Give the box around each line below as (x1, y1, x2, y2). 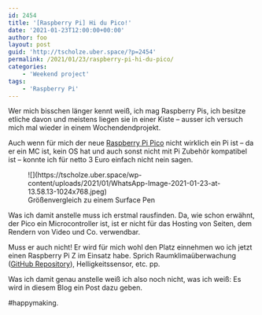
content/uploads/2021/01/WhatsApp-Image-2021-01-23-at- (28, 179, 221, 188)
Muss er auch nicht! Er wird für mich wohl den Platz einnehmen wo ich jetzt (8, 243, 253, 252)
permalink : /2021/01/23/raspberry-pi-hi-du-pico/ (8, 56, 175, 64)
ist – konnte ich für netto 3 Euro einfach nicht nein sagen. (8, 155, 194, 165)
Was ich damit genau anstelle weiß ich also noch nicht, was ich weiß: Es (8, 275, 242, 284)
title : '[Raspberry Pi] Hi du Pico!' (8, 19, 132, 27)
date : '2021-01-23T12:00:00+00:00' (8, 26, 125, 34)
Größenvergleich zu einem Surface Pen (28, 195, 156, 205)
